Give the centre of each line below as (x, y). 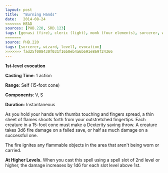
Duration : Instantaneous (30, 104)
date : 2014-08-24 (25, 19)
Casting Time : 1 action (28, 75)
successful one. (22, 135)
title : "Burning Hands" (31, 14)
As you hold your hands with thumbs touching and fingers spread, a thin (79, 114)
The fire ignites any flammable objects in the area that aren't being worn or (82, 145)
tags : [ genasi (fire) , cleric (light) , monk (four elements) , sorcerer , (82, 33)
